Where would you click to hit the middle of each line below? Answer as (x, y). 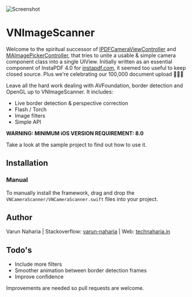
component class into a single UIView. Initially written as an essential (89, 61)
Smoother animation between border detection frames (81, 271)
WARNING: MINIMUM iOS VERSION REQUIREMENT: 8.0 (75, 133)
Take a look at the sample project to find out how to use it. (77, 145)
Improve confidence (39, 277)
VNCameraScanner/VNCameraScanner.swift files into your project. (82, 199)
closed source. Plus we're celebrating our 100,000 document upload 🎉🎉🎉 (95, 74)
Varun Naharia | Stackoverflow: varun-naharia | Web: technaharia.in (88, 232)
